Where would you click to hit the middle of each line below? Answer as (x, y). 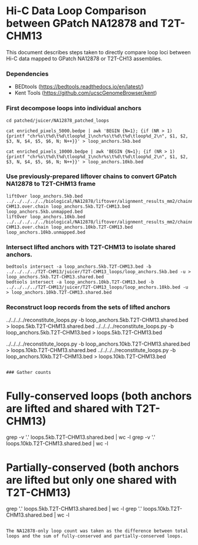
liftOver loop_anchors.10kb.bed (46, 216)
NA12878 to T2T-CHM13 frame (51, 184)
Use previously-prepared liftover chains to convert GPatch (91, 176)
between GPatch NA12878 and (82, 23)
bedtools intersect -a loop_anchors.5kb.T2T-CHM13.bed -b (79, 267)
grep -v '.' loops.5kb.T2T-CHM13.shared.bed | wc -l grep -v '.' (81, 437)
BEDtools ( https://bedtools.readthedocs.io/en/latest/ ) (79, 87)
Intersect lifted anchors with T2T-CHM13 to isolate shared (91, 247)
